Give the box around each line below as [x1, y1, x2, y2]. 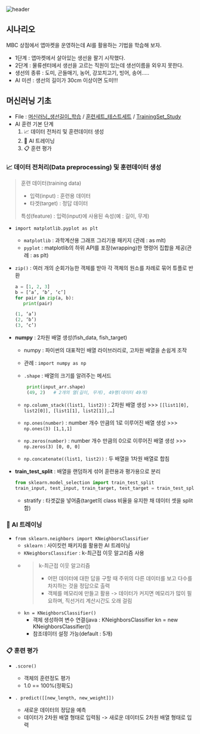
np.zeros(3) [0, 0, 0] [23, 443, 81, 450]
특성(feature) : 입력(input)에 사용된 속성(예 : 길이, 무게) [20, 212, 150, 220]
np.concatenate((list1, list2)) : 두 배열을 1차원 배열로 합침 [23, 455, 170, 462]
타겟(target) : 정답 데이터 [29, 199, 88, 206]
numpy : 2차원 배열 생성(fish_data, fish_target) [14, 334, 127, 341]
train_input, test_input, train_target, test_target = [14, 485, 155, 491]
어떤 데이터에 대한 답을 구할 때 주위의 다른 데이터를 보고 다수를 [47, 574, 193, 581]
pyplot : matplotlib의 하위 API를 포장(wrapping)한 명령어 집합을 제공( [23, 244, 187, 251]
